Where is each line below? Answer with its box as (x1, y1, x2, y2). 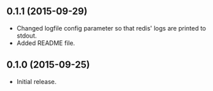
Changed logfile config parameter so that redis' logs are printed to (16, 24, 206, 32)
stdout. (16, 31, 37, 40)
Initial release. (16, 77, 57, 85)
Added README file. (16, 38, 76, 47)
